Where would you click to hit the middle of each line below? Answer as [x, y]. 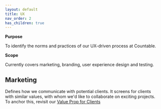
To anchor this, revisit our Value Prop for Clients [53, 102]
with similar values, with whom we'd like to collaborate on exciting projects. [80, 96]
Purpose [14, 37]
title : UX [15, 14]
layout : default [21, 9]
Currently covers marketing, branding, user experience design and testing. [80, 65]
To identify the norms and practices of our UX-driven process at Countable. [80, 46]
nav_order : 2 [18, 18]
